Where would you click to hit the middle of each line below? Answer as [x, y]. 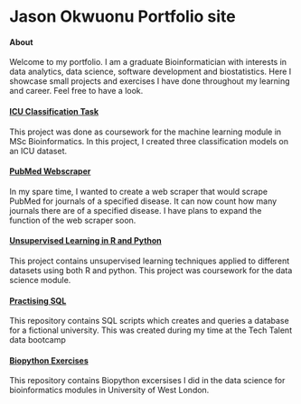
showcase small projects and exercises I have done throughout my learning [150, 81]
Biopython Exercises [49, 360]
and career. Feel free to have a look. [76, 91]
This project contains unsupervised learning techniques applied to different [150, 261]
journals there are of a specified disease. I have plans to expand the [136, 210]
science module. [40, 280]
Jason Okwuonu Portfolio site [123, 17]
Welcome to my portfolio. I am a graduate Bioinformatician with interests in [148, 62]
